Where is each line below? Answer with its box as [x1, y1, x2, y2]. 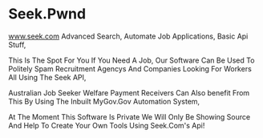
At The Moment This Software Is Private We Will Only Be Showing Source [8, 112, 251, 121]
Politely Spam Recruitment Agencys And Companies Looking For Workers [8, 63, 253, 73]
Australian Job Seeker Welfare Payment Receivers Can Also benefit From [8, 87, 250, 97]
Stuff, [8, 39, 26, 49]
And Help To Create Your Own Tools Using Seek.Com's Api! [8, 120, 205, 130]
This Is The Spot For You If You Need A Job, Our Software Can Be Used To [8, 55, 255, 65]
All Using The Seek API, [8, 72, 87, 82]
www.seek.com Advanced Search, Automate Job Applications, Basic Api [8, 31, 249, 41]
